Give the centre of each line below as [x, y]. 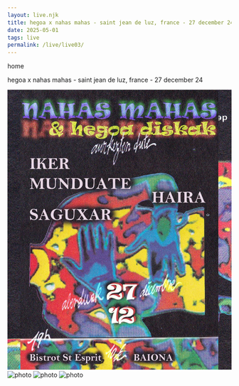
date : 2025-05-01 [33, 30]
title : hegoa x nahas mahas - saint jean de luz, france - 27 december [116, 22]
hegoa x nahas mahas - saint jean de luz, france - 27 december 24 [105, 80]
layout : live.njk [33, 15]
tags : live [23, 38]
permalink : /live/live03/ [46, 45]
